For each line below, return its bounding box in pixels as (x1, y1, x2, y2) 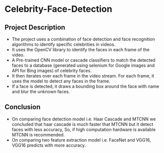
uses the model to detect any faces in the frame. (11, 78, 110, 84)
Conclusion (4, 103, 41, 112)
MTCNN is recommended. (11, 132, 65, 138)
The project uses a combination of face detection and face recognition (11, 36, 155, 42)
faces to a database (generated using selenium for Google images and (11, 63, 155, 68)
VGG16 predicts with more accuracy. (11, 142, 86, 148)
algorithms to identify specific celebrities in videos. (11, 41, 116, 47)
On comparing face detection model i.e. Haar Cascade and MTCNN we (11, 116, 156, 122)
